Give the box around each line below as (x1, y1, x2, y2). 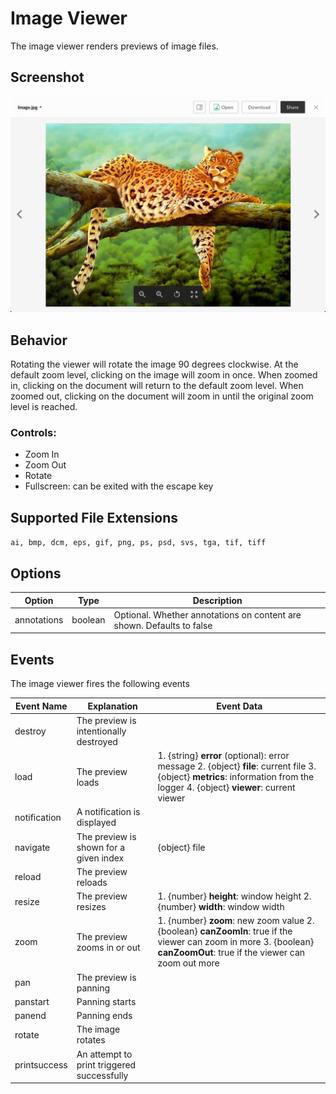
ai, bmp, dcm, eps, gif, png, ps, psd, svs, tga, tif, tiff (10, 538, 267, 548)
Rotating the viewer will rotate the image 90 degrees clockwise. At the (10, 358, 299, 371)
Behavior (10, 332, 68, 349)
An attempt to (76, 1048, 133, 1060)
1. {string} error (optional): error (157, 750, 290, 762)
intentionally (76, 725, 127, 737)
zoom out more (157, 957, 220, 969)
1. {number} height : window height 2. (157, 890, 312, 902)
